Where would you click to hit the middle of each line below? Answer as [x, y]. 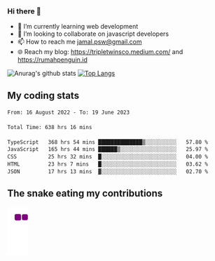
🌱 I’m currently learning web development [78, 27]
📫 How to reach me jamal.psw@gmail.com [79, 42]
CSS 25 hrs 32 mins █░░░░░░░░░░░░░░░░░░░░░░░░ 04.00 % [108, 157]
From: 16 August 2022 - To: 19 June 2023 [69, 113]
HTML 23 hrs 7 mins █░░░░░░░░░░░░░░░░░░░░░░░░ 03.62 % [108, 164]
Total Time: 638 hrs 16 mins [50, 127]
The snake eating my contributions [85, 193]
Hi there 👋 [25, 11]
